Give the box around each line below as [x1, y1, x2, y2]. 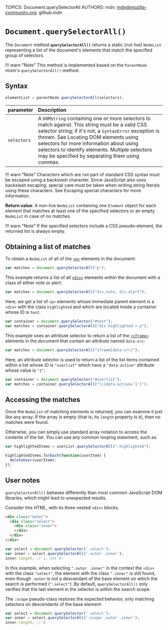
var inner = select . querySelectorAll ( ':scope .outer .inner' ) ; [5, 615, 140, 620]
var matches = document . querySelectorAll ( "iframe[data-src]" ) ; [5, 347, 140, 352]
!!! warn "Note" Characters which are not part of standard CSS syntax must [5, 171, 160, 177]
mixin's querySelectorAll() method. [5, 67, 80, 73]
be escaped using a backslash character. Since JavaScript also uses [5, 177, 146, 183]
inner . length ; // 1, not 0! [5, 555, 64, 561]
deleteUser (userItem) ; [9, 458, 57, 463]
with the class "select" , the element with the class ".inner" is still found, [5, 570, 156, 576]
